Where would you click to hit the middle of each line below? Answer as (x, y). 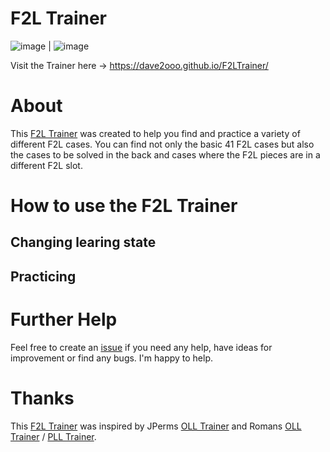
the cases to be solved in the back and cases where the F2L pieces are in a (165, 154)
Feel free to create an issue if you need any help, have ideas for (141, 347)
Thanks (42, 398)
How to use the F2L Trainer (124, 206)
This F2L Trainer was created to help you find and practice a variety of (155, 133)
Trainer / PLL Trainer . (53, 436)
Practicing (43, 276)
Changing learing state (83, 242)
